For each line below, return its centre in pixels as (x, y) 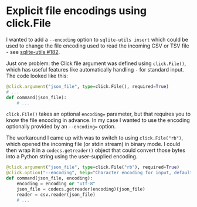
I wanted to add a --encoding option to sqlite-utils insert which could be (97, 39)
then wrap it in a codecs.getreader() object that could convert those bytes (96, 150)
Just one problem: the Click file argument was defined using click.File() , (96, 63)
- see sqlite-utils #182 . (33, 52)
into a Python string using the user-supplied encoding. (72, 157)
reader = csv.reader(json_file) (56, 195)
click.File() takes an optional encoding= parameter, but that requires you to (98, 114)
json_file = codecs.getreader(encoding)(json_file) (81, 189)
